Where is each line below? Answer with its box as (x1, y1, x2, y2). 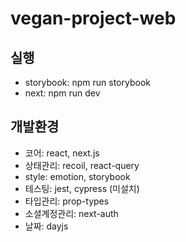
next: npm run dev (24, 87, 101, 99)
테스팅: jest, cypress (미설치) (24, 182, 140, 194)
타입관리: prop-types (24, 195, 110, 207)
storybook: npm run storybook (24, 77, 151, 88)
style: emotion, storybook (24, 170, 131, 182)
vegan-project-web (10, 7, 177, 30)
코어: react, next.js (24, 147, 100, 159)
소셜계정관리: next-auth (24, 207, 119, 219)
